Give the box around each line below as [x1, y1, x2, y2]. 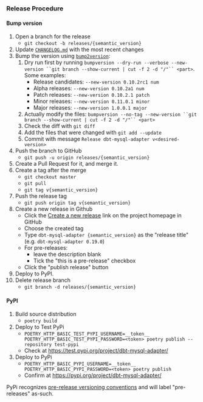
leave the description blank [33, 251, 101, 258]
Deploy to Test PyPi [15, 323, 64, 331]
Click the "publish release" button [24, 264, 109, 271]
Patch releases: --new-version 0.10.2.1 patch [33, 91, 150, 99]
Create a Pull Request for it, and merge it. [15, 160, 119, 167]
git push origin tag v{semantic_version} [24, 200, 131, 206]
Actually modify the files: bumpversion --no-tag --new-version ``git [24, 111, 198, 118]
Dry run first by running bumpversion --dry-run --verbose [24, 59, 169, 66]
